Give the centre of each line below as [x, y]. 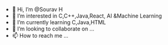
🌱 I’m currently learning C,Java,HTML [59, 22]
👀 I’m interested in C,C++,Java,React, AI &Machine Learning [87, 16]
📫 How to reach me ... [40, 36]
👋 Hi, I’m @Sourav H [37, 9]
